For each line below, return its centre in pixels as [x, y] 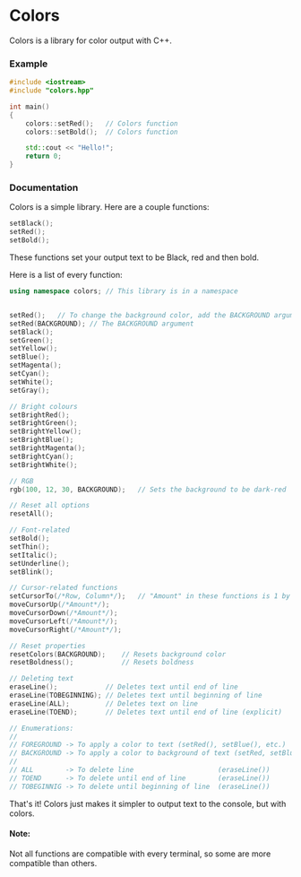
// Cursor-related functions [64, 588]
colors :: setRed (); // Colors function [102, 123]
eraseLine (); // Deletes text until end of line [124, 687]
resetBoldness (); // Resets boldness [102, 663]
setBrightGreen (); [43, 423]
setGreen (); [31, 340]
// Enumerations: [42, 728]
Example [29, 64]
